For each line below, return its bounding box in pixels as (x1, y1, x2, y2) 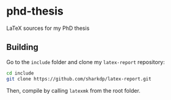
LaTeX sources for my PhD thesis (6, 24, 90, 32)
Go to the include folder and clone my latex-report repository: (6, 58, 165, 65)
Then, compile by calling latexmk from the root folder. (6, 87, 140, 94)
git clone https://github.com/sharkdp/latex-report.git (6, 76, 151, 82)
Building (6, 42, 38, 52)
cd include (6, 70, 34, 76)
